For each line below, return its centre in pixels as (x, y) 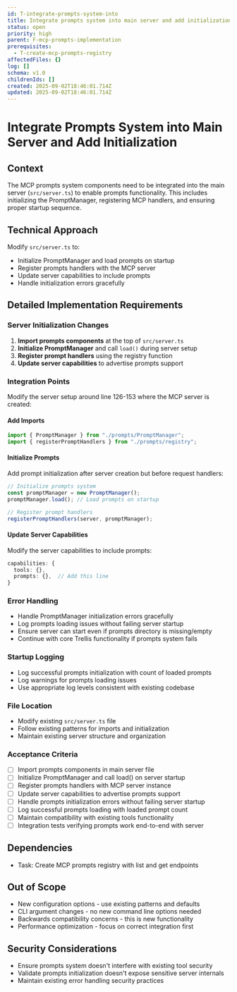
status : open (26, 27)
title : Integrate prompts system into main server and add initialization (120, 20)
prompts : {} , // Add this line (61, 576)
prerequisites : (30, 47)
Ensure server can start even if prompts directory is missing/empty (115, 631)
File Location (30, 706)
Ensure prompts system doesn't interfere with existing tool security (115, 966)
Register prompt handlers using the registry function (95, 355)
